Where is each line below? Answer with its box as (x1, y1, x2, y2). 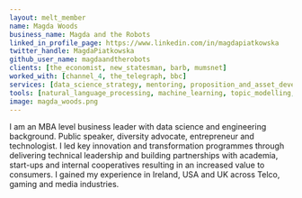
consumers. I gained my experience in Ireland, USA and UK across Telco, (9, 169, 280, 180)
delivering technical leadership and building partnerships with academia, (9, 150, 279, 161)
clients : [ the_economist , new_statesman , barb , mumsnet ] (9, 64, 227, 73)
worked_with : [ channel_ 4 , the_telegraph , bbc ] (9, 72, 187, 81)
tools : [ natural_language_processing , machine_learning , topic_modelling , (9, 88, 296, 97)
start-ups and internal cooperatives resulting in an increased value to (9, 159, 265, 171)
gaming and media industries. (9, 179, 120, 190)
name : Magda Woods (9, 22, 78, 31)
